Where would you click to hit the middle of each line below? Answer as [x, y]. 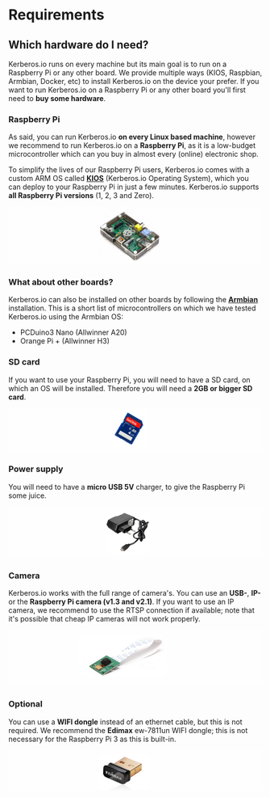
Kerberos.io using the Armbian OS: [66, 317]
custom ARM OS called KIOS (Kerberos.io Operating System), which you [129, 179]
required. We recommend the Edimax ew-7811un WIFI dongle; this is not [128, 730]
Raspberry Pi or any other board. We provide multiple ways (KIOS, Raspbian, [135, 73]
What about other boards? [61, 282]
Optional [25, 704]
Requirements [56, 15]
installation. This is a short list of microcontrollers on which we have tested [132, 308]
